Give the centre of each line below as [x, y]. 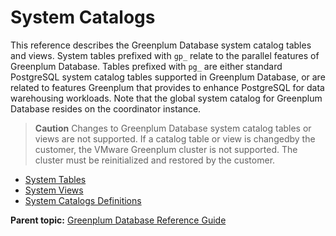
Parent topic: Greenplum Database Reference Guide [118, 220]
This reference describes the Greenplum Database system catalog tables [161, 45]
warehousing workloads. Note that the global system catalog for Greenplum [166, 98]
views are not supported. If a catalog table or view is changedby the [175, 138]
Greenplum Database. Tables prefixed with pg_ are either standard [146, 66]
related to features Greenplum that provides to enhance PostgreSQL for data [167, 87]
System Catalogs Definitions [83, 200]
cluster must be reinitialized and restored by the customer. [155, 160]
